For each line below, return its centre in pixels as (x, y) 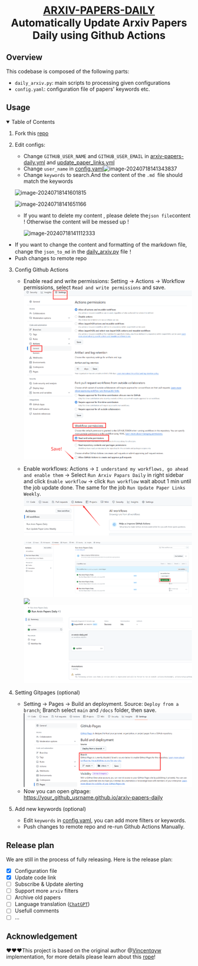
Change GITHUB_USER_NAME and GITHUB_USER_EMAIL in (86, 156)
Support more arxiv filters (46, 891)
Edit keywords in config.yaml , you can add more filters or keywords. (105, 820)
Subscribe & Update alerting (49, 884)
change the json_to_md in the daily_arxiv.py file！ (74, 251)
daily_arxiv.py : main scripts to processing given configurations (93, 83)
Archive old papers (38, 898)
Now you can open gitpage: (57, 791)
